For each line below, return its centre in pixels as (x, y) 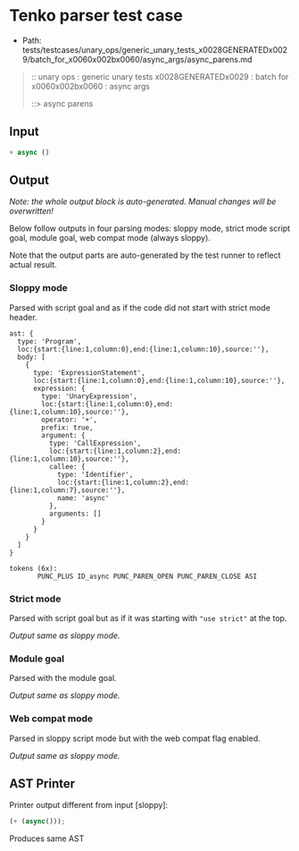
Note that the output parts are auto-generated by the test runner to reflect (145, 255)
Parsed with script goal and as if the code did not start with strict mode (140, 307)
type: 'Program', (50, 341)
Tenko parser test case (96, 16)
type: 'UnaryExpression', (90, 396)
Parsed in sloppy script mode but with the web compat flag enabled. (135, 738)
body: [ (32, 357)
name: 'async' (83, 498)
